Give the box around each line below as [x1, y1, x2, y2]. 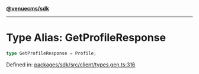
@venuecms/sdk [6, 5, 49, 12]
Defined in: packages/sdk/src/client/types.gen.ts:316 [6, 61, 136, 68]
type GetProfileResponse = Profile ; [6, 50, 97, 56]
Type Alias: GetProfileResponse [6, 31, 166, 45]
